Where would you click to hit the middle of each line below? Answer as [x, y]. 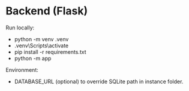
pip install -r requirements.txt [50, 51]
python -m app [33, 58]
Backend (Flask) [47, 11]
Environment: [22, 69]
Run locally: [20, 28]
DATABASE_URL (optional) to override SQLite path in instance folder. [99, 81]
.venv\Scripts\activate [41, 45]
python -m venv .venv [41, 39]
